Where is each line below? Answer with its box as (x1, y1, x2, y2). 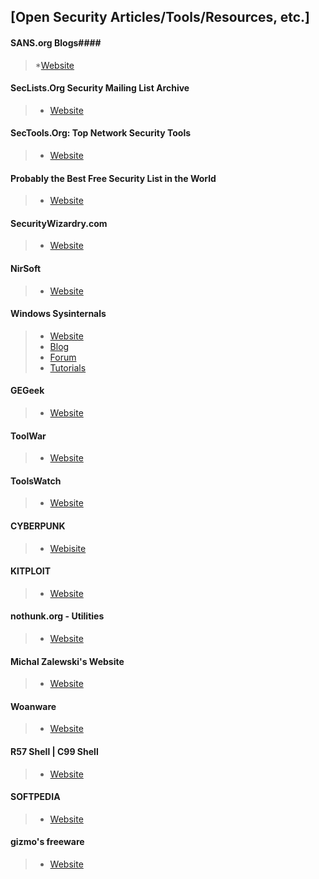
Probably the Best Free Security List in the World (10, 172, 217, 184)
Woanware (10, 700, 57, 712)
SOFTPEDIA (10, 791, 61, 803)
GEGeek (10, 385, 45, 397)
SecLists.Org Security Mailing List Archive (10, 82, 190, 94)
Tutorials (49, 361, 87, 374)
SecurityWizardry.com (10, 217, 108, 229)
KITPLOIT (10, 565, 51, 577)
